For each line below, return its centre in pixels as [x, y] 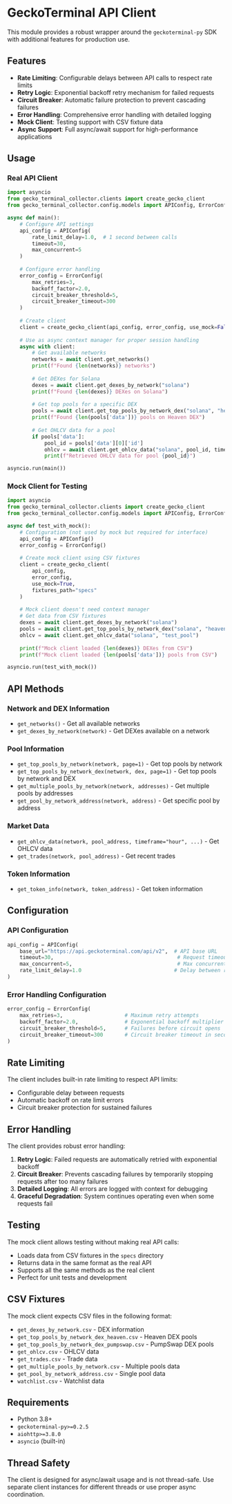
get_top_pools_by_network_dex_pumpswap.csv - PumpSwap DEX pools [115, 1344]
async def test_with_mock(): [49, 526]
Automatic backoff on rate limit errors [70, 1100]
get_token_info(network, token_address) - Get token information [110, 888]
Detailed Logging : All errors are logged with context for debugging [113, 1189]
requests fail [35, 1203]
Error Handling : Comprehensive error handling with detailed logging [114, 114]
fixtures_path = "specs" [65, 590]
